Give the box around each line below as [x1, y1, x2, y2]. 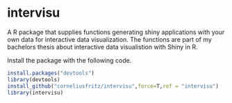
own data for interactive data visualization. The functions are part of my [7, 35, 212, 43]
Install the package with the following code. [7, 56, 132, 64]
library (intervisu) [7, 89, 64, 96]
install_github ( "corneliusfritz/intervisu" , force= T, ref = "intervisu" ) [7, 82, 219, 90]
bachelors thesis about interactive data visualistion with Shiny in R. [7, 42, 198, 51]
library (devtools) [7, 76, 60, 83]
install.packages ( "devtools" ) [7, 70, 95, 77]
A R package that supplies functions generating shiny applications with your [7, 28, 225, 36]
